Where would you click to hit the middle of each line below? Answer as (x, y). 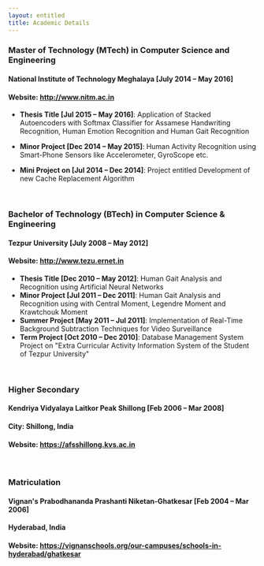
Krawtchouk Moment (54, 311)
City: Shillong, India (41, 426)
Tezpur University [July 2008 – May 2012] (78, 243)
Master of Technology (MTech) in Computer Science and (119, 50)
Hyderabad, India (37, 527)
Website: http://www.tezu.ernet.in (66, 261)
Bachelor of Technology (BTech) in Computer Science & (117, 214)
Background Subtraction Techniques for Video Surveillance (116, 329)
